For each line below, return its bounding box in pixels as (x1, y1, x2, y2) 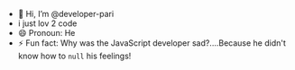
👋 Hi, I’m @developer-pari (17, 9, 115, 19)
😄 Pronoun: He (17, 28, 76, 38)
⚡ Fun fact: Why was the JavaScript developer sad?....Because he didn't (17, 38, 287, 48)
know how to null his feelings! (17, 50, 132, 61)
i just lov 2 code (17, 18, 78, 29)
